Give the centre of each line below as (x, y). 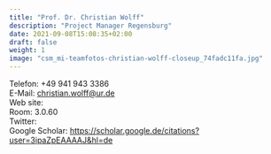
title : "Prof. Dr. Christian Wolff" (77, 17)
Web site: (27, 102)
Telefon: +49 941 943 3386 (59, 84)
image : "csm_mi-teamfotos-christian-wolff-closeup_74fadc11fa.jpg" (136, 58)
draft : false (33, 42)
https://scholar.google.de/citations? (135, 131)
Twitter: (23, 121)
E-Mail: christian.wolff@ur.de (62, 93)
